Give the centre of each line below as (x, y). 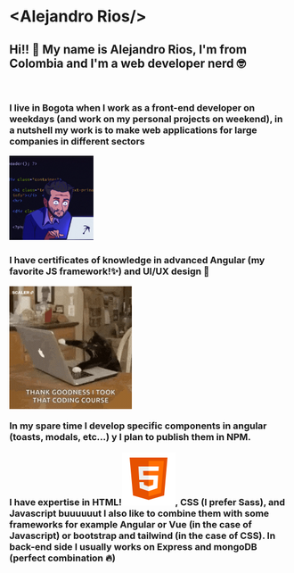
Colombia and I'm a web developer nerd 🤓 (128, 63)
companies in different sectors (77, 141)
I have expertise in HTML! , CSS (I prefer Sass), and (147, 502)
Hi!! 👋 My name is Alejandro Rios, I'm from (128, 50)
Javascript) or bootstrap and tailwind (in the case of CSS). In (143, 536)
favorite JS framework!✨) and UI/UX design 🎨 (110, 271)
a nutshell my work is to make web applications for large (133, 129)
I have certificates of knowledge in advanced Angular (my (137, 261)
